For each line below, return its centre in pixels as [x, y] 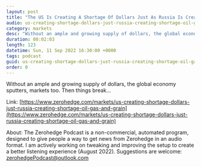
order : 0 [17, 67]
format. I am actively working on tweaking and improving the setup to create [100, 145]
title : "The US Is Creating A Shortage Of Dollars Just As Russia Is [95, 17]
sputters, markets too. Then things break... [59, 91]
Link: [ [14, 102]
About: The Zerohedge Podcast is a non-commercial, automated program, [98, 132]
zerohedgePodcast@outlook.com [48, 158]
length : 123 [21, 45]
